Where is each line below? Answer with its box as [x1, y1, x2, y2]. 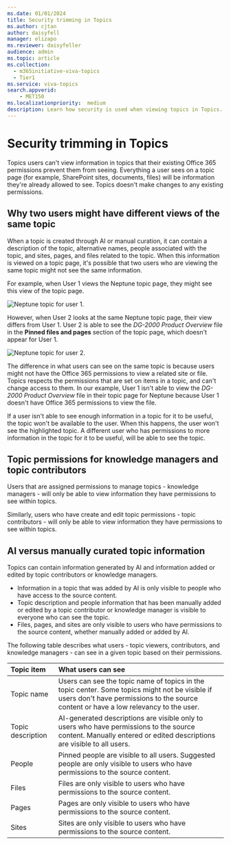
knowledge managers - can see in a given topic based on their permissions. [7, 648, 222, 657]
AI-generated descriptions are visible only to [58, 714, 203, 723]
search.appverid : [7, 87, 57, 94]
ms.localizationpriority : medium [7, 100, 107, 107]
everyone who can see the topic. [16, 613, 111, 621]
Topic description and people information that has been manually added [16, 599, 221, 607]
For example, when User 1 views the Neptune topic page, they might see [7, 279, 212, 288]
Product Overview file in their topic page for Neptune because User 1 [23, 391, 219, 399]
